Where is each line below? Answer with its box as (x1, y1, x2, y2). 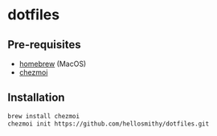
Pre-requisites (7, 38, 81, 52)
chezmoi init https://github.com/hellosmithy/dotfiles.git (7, 119, 210, 128)
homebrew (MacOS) (18, 59, 87, 68)
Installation (7, 91, 65, 105)
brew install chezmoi (7, 112, 80, 120)
